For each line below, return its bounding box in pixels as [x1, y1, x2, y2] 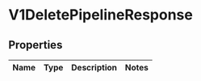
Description [71, 62, 117, 73]
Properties [8, 38, 63, 52]
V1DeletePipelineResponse [8, 6, 194, 24]
